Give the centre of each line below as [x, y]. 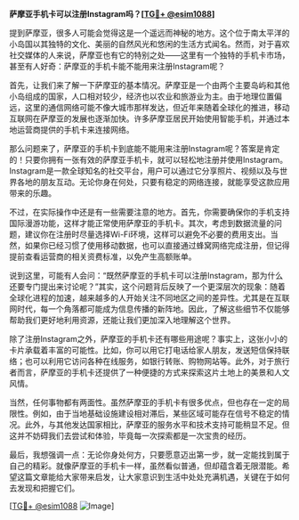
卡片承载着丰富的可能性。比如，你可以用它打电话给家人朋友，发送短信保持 [145, 350]
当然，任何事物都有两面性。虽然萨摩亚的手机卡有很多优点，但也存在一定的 [145, 402]
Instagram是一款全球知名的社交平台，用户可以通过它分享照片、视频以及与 [145, 171]
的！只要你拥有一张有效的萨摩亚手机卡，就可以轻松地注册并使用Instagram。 [148, 160]
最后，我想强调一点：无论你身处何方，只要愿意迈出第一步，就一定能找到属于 [149, 455]
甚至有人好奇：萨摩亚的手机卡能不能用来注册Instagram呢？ [117, 66]
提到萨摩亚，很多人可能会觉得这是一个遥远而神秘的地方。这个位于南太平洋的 [149, 33]
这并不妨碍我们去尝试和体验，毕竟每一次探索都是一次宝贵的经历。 [130, 436]
